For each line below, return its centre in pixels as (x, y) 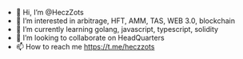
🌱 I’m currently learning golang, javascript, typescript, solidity (117, 29)
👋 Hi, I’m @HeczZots (50, 12)
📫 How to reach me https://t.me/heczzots (85, 47)
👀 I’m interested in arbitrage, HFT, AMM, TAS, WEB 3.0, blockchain (125, 21)
